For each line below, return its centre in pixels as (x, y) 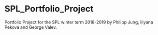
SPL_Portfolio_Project (49, 9)
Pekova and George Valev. (31, 27)
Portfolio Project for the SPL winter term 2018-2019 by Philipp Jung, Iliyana (79, 22)
